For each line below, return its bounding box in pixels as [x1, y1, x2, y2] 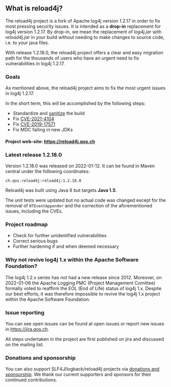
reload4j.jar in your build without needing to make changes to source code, [5, 34, 165, 40]
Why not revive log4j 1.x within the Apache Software [5, 256, 139, 263]
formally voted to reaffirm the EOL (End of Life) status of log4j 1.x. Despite [5, 285, 162, 292]
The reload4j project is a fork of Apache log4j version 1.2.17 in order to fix [5, 17, 161, 24]
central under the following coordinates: [5, 168, 90, 174]
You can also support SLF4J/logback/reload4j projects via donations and [5, 366, 160, 372]
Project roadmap [5, 221, 48, 228]
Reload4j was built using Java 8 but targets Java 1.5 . [5, 187, 117, 193]
